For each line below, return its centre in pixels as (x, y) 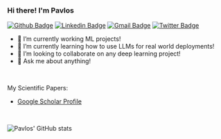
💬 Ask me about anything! (54, 61)
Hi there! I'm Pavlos (41, 10)
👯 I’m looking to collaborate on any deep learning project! (99, 54)
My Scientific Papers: (38, 88)
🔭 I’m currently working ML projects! (69, 39)
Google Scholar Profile (49, 101)
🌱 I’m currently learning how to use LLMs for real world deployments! (116, 47)
